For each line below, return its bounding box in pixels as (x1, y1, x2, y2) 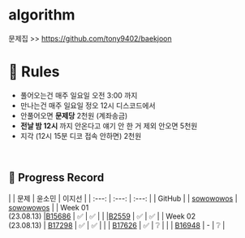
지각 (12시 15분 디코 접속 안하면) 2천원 (19, 131, 142, 141)
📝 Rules (8, 63, 60, 81)
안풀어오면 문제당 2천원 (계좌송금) (19, 110, 128, 120)
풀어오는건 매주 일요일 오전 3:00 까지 (19, 90, 138, 100)
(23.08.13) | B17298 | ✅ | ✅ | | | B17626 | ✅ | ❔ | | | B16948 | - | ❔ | (8, 220, 226, 230)
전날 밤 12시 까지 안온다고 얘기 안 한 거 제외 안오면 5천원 (19, 120, 198, 131)
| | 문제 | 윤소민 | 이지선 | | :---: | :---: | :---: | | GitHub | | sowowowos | (8, 193, 238, 203)
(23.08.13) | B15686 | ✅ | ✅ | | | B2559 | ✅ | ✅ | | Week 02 (8, 211, 196, 221)
